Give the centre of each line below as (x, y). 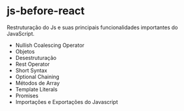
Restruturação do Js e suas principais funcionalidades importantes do (93, 27)
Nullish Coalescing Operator (50, 45)
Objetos (25, 51)
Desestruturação (36, 58)
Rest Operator (32, 64)
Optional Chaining (37, 77)
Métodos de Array (37, 83)
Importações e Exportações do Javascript (66, 102)
